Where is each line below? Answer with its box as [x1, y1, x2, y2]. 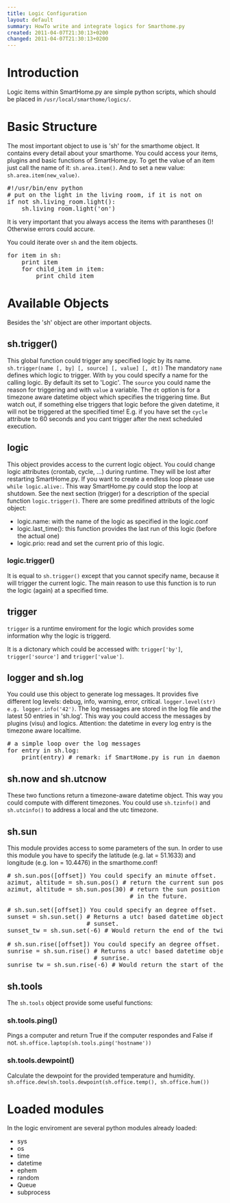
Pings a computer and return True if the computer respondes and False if [7, 1032, 214, 1040]
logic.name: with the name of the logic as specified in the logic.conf [16, 517, 209, 525]
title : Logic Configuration [7, 10, 88, 17]
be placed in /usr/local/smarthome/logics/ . [7, 95, 131, 104]
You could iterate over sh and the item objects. [7, 238, 138, 246]
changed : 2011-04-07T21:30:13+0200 [7, 36, 109, 43]
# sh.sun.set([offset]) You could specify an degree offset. [7, 906, 217, 914]
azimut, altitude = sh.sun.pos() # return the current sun [7, 879, 210, 887]
